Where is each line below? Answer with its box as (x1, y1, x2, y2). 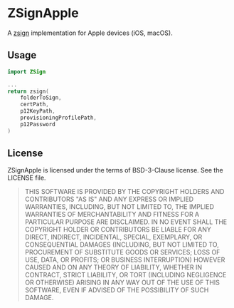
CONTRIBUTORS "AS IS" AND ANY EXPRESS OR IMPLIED (24, 195, 194, 204)
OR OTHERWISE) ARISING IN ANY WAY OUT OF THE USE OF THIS (24, 278, 220, 287)
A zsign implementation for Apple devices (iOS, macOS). (7, 29, 173, 37)
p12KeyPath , (20, 108, 55, 115)
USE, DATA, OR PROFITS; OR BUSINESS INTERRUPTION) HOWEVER (24, 255, 225, 265)
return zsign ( (7, 88, 50, 95)
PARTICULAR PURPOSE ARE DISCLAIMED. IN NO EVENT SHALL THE (24, 217, 228, 226)
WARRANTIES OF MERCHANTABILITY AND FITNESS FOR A (24, 210, 200, 219)
